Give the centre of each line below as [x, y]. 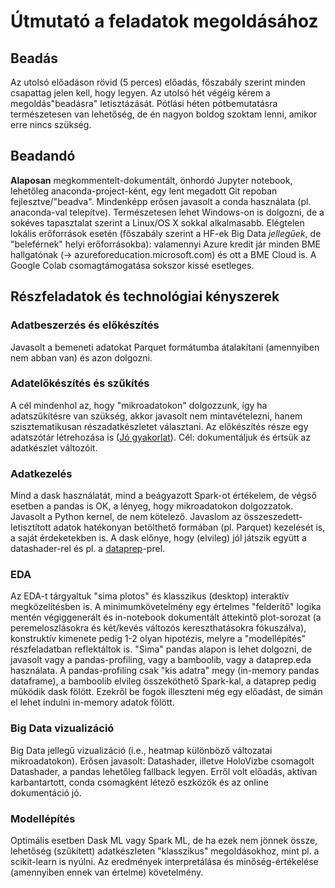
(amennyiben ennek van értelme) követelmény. [107, 872]
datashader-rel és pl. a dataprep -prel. [88, 549]
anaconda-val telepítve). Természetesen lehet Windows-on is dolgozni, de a [167, 212]
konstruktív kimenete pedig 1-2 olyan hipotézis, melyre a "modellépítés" [158, 639]
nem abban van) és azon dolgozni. [81, 357]
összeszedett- [273, 517]
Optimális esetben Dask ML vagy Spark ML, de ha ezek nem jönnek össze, [164, 840]
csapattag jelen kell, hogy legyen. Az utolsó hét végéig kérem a [140, 93]
